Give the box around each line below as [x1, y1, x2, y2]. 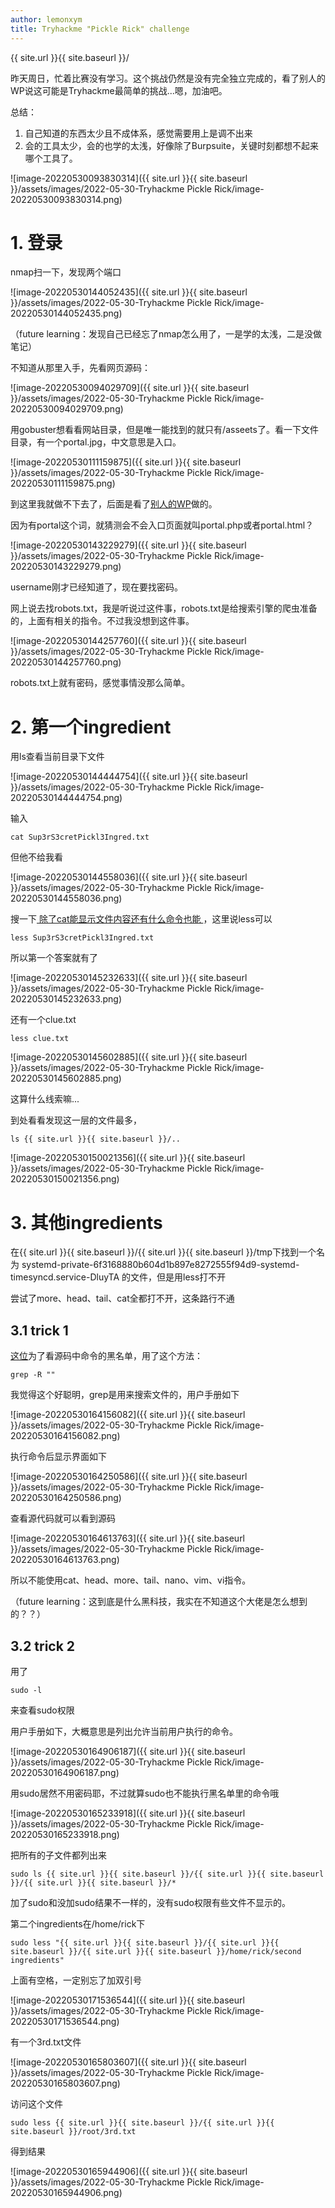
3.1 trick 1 [10, 1322, 69, 1339]
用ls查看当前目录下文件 [10, 751, 105, 763]
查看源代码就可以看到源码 [10, 1512, 116, 1525]
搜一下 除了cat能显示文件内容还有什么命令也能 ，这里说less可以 [10, 913, 273, 925]
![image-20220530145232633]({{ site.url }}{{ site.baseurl [10, 972, 248, 984]
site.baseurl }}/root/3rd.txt [10, 2126, 137, 2136]
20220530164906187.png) [10, 1766, 120, 1778]
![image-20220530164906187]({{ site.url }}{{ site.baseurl [10, 1745, 246, 1757]
